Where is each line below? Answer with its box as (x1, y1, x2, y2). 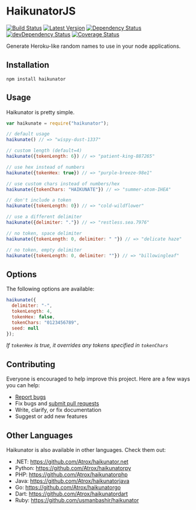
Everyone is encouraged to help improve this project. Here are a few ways (6, 375, 191, 382)
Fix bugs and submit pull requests (14, 400, 100, 407)
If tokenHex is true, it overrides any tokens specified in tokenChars (6, 342, 169, 349)
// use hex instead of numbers (6, 164, 85, 170)
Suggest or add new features (14, 413, 87, 420)
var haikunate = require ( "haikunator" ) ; (6, 120, 110, 126)
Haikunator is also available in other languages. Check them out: (6, 446, 166, 453)
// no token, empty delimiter (6, 247, 83, 253)
